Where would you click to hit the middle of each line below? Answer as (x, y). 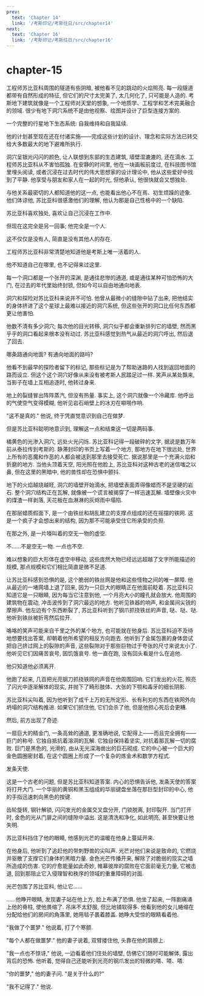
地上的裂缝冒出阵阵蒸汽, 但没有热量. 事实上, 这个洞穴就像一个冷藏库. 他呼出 (100, 395)
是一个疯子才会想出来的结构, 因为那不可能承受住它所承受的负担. (86, 520)
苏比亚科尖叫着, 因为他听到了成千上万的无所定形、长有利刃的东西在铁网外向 (101, 700)
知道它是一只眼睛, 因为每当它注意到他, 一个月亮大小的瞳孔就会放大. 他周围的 (101, 595)
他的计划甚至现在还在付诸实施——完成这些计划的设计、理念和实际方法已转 (99, 136)
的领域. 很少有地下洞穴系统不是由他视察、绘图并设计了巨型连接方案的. (94, 111)
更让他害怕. (21, 313)
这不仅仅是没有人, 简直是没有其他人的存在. (59, 239)
